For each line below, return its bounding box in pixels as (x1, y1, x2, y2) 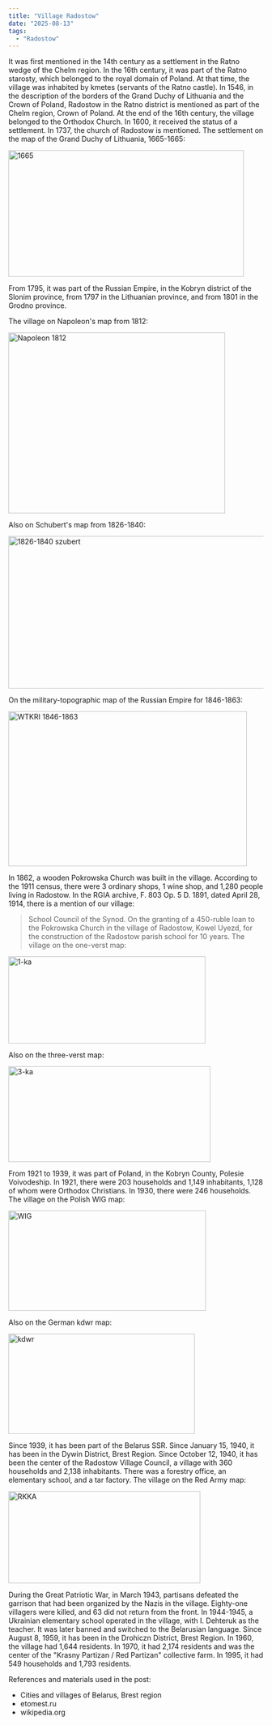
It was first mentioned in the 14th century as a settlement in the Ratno (8, 57, 240, 66)
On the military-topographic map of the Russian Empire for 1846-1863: (8, 695, 243, 705)
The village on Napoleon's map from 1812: (8, 317, 148, 327)
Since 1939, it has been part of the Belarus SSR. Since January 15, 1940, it (8, 1441, 255, 1450)
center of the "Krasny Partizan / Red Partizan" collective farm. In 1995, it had (8, 1650, 264, 1660)
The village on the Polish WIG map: (8, 1194, 125, 1204)
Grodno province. (8, 301, 67, 310)
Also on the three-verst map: (8, 1050, 104, 1060)
